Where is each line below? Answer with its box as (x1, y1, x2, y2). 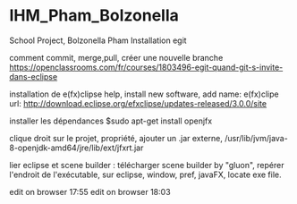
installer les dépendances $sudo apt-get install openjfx (9, 115, 213, 126)
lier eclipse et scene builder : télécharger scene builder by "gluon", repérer (9, 159, 284, 170)
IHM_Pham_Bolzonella (9, 5, 179, 26)
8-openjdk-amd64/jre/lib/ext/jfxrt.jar (9, 142, 144, 153)
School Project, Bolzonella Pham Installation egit (9, 35, 187, 46)
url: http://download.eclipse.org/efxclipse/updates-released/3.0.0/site (9, 98, 267, 108)
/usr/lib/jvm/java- (225, 132, 288, 143)
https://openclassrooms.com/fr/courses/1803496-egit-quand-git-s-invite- (9, 62, 284, 72)
